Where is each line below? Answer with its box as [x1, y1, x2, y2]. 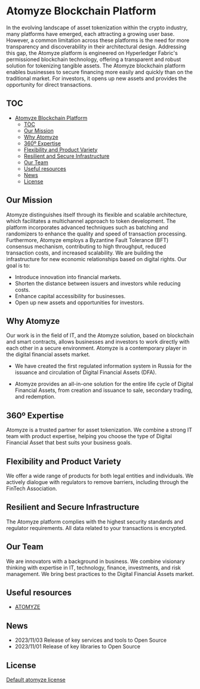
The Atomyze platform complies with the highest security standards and [6, 518, 184, 525]
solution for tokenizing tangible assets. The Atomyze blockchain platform [6, 62, 186, 69]
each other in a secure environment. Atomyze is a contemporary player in [6, 345, 187, 352]
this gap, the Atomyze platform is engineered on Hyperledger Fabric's [6, 49, 178, 56]
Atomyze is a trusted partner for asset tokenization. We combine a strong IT [6, 426, 193, 434]
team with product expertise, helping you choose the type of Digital [6, 433, 172, 440]
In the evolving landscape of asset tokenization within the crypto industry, [6, 24, 188, 31]
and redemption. [14, 393, 56, 400]
